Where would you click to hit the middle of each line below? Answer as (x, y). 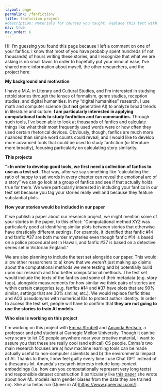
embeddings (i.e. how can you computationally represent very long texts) (78, 369)
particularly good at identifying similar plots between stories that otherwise (80, 227)
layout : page (18, 9)
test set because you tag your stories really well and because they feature (79, 192)
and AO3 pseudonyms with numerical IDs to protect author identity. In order (81, 298)
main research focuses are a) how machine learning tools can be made (76, 348)
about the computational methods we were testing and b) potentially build (79, 267)
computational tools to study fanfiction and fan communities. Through (77, 117)
